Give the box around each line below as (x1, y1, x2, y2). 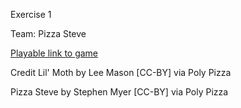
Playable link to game (10, 47, 99, 59)
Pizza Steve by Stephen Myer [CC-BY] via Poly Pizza (10, 86, 229, 98)
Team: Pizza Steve (10, 28, 87, 39)
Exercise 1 (10, 9, 52, 20)
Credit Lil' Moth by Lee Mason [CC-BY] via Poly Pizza (10, 67, 232, 78)
